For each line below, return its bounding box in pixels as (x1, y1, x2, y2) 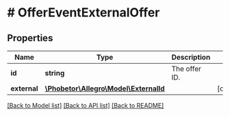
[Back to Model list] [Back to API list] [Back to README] (7, 102, 164, 109)
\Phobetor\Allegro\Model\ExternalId (44, 84, 166, 93)
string (44, 69, 65, 78)
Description (171, 53, 211, 62)
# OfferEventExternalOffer (7, 5, 160, 21)
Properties (7, 32, 53, 44)
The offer (171, 64, 202, 73)
